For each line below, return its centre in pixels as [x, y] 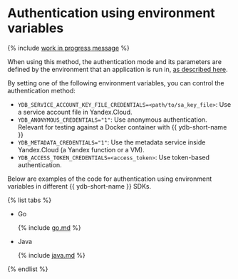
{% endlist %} [28, 269]
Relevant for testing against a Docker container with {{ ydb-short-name [122, 127]
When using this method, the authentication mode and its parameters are [115, 61]
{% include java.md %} [51, 255]
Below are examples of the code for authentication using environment [110, 179]
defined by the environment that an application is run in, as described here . [118, 69]
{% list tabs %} [30, 200]
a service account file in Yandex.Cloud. [75, 112]
